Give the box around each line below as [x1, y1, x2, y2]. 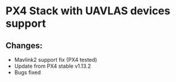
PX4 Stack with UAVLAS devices [5, 4, 171, 18]
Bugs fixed [14, 69, 41, 75]
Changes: [5, 40, 43, 51]
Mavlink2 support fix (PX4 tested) [14, 56, 97, 63]
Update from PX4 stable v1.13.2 [14, 62, 91, 70]
